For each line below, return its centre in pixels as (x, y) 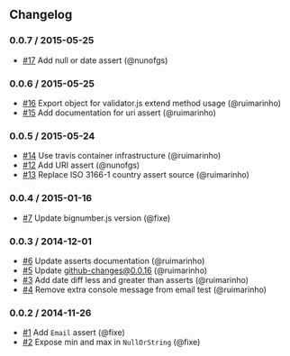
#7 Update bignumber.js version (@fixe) (96, 218)
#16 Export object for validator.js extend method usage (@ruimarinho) (152, 103)
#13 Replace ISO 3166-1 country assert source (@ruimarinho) (136, 175)
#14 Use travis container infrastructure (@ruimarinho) (122, 156)
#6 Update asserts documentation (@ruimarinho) (113, 260)
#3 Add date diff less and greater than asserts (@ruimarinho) (136, 279)
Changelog (41, 15)
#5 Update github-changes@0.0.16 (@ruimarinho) (115, 270)
